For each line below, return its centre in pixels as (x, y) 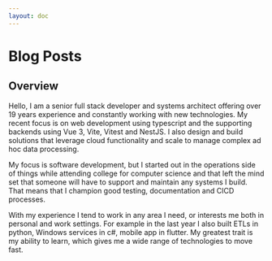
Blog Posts (45, 56)
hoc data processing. (44, 149)
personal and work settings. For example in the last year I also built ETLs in (133, 224)
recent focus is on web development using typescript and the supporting (130, 123)
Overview (34, 86)
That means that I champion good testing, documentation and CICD (121, 190)
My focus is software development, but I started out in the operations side (132, 164)
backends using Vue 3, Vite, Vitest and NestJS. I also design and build (126, 132)
